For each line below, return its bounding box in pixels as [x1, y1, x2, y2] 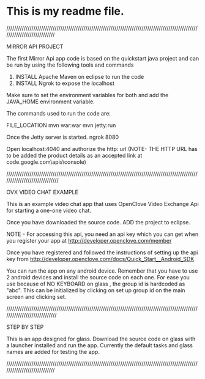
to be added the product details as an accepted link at [6, 152, 143, 159]
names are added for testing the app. [6, 348, 100, 355]
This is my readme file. [6, 4, 124, 18]
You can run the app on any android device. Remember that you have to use [6, 267, 198, 274]
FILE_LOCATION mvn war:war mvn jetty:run [6, 121, 116, 129]
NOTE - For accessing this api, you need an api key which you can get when [6, 230, 199, 238]
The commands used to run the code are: [6, 109, 111, 117]
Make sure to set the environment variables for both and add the [6, 91, 169, 98]
